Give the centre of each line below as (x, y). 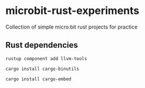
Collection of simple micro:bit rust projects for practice (72, 27)
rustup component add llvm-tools (46, 59)
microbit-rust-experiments (72, 11)
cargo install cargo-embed (38, 79)
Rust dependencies (42, 45)
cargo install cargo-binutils (43, 69)
